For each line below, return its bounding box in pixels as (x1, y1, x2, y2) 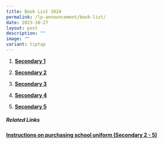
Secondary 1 (14, 57, 46, 65)
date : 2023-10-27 (6, 19, 49, 25)
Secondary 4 (14, 92, 47, 99)
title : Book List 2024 (6, 8, 62, 15)
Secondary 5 (14, 103, 47, 110)
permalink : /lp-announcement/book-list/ (6, 14, 107, 20)
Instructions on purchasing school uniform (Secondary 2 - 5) (6, 131, 157, 138)
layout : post (6, 25, 38, 31)
